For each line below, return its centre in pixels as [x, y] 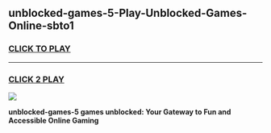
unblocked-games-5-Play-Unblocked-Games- [128, 13]
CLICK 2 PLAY [36, 79]
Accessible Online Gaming [54, 120]
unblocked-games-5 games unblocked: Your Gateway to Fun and [120, 111]
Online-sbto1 [41, 26]
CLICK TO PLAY [40, 49]
